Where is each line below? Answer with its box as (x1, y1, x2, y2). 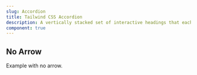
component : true (6, 25, 46, 31)
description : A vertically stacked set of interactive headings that (6, 19, 180, 25)
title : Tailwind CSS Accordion (6, 14, 83, 20)
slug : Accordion (6, 8, 46, 15)
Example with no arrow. (6, 62, 63, 69)
